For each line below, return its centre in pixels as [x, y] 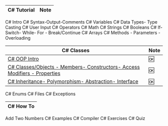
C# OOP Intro [23, 59]
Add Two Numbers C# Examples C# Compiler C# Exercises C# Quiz [75, 118]
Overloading [18, 38]
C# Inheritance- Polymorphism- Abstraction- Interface [73, 81]
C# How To [21, 106]
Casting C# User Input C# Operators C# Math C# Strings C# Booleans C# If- [84, 27]
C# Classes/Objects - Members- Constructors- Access [74, 67]
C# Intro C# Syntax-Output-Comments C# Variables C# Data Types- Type [81, 22]
